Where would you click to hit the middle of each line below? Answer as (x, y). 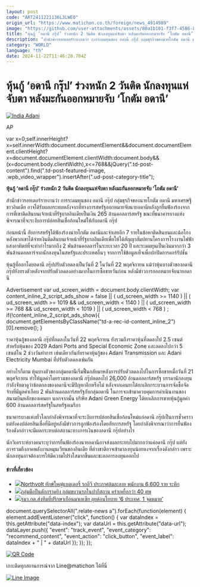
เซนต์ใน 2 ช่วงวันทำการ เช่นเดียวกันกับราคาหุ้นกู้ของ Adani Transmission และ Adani (94, 353)
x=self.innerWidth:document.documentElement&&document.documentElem (99, 145)
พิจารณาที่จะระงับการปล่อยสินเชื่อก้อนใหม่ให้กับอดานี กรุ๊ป (62, 220)
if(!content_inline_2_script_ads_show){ (53, 315)
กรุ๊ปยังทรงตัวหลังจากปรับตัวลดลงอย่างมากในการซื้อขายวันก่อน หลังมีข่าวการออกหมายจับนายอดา (99, 271)
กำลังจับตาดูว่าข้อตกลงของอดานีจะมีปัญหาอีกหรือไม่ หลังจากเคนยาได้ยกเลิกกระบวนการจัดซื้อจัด (98, 385)
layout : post (22, 12)
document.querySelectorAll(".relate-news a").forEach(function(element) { (96, 511)
